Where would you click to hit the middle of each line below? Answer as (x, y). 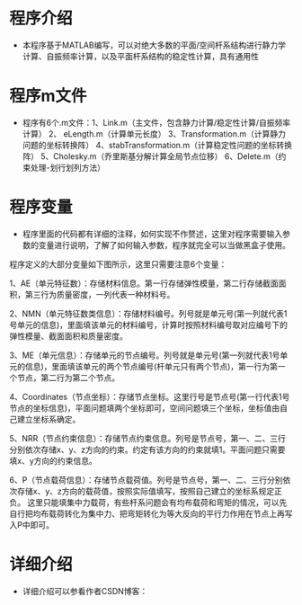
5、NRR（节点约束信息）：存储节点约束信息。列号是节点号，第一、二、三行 (147, 438)
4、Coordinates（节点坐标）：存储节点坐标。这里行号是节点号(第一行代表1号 (150, 396)
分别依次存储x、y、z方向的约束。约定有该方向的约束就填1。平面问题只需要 (147, 449)
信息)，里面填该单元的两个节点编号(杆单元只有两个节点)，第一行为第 (151, 366)
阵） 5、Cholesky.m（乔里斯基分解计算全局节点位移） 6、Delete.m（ (150, 156)
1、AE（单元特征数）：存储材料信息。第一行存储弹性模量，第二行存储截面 (144, 283)
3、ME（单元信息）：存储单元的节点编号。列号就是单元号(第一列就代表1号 (145, 355)
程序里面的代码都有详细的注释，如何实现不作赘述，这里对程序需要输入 (152, 234)
